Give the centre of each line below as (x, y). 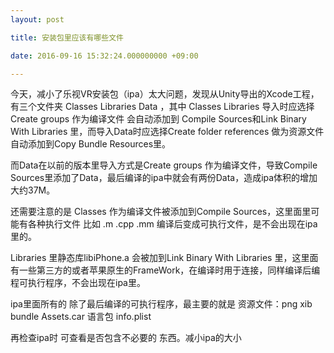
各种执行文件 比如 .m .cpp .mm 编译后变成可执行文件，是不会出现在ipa (172, 224)
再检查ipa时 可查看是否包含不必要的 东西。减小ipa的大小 (126, 338)
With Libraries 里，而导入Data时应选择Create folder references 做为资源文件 (167, 132)
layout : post (37, 19)
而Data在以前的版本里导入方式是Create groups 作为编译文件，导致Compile (164, 165)
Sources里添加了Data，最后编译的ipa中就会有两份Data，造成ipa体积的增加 (164, 178)
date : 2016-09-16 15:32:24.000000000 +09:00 (104, 56)
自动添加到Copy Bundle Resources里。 (91, 144)
